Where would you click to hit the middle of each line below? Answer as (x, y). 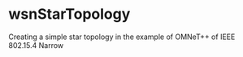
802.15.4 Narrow (36, 45)
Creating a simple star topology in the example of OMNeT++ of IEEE (122, 37)
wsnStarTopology (69, 14)
